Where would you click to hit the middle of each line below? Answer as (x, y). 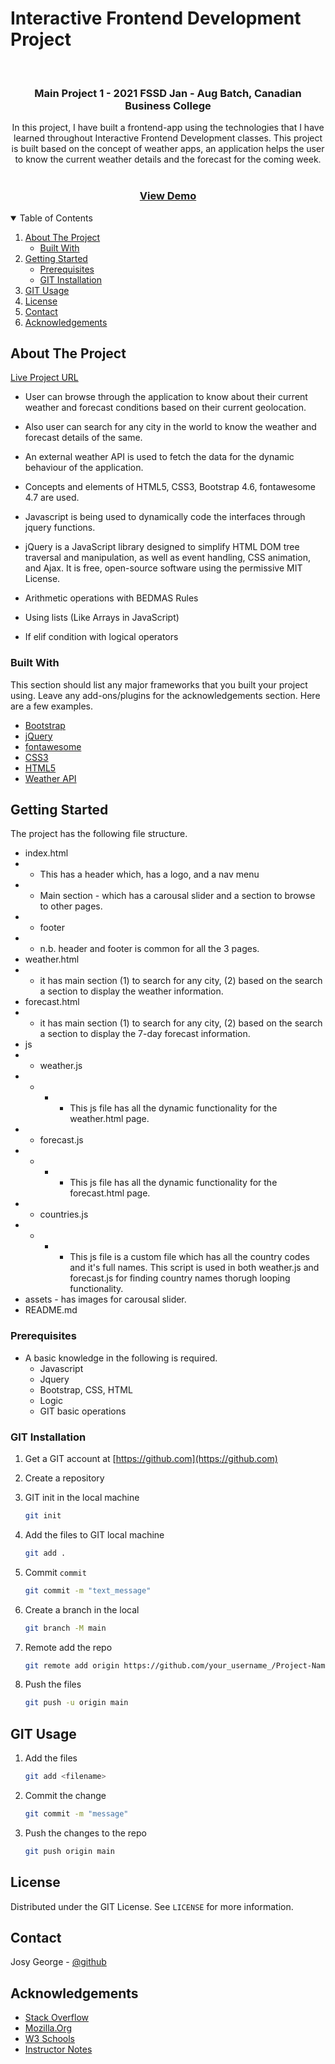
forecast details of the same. (83, 438)
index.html (46, 853)
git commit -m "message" (76, 1813)
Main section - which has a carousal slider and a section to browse (177, 896)
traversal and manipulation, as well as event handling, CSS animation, (167, 558)
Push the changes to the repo (85, 1833)
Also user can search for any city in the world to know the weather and (170, 427)
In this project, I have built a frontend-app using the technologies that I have (168, 128)
